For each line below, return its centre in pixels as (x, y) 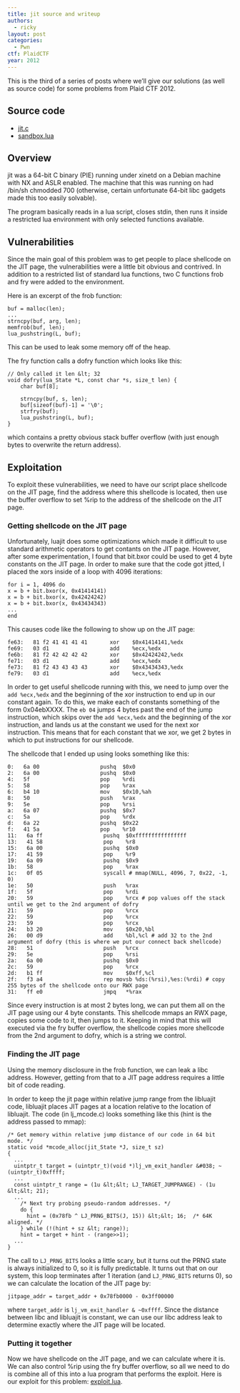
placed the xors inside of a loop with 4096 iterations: (85, 571)
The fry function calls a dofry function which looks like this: (95, 361)
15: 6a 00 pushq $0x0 (73, 848)
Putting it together (40, 1343)
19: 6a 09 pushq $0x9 (73, 861)
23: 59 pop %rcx (73, 923)
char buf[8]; (40, 386)
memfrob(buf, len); (36, 328)
